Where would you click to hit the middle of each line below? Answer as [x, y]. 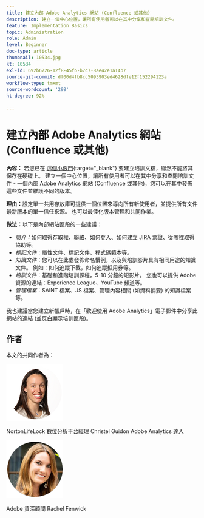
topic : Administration [35, 32]
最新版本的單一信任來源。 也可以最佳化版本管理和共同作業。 [81, 211]
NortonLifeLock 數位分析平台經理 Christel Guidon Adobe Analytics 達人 [95, 431]
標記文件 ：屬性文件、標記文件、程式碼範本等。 [73, 252]
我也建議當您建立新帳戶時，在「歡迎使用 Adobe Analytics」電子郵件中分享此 [102, 311]
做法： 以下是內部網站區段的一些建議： [54, 224]
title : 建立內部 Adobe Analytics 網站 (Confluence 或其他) [78, 13]
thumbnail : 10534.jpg [34, 58]
